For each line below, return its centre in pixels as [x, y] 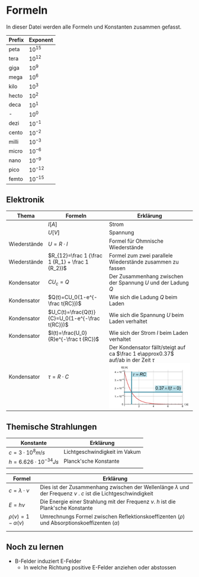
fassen [118, 268]
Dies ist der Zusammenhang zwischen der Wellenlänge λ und [115, 487]
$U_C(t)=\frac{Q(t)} [72, 312]
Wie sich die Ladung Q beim [143, 297]
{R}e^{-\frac [63, 339]
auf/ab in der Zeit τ [132, 360]
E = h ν [17, 505]
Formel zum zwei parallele [141, 255]
